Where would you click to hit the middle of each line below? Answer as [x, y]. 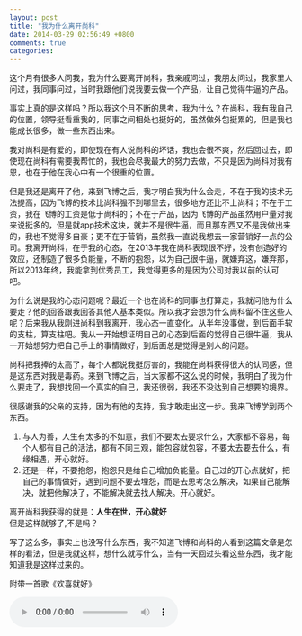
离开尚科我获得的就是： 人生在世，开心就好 [88, 512]
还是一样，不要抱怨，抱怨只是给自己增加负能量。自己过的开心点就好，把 [156, 470]
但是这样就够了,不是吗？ [54, 524]
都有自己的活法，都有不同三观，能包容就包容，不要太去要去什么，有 [164, 448]
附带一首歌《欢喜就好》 [53, 584]
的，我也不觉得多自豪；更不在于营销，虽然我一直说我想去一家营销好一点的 [147, 237]
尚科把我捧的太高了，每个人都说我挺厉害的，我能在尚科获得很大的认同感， [147, 364]
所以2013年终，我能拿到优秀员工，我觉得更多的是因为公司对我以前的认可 [144, 270]
